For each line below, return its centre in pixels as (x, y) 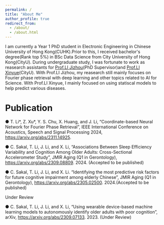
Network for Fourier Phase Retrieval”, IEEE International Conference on (77, 127)
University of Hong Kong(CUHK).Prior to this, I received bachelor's (73, 52)
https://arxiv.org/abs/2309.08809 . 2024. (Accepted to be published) (75, 162)
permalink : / (18, 10)
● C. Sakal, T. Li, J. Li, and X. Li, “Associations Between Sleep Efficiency (78, 147)
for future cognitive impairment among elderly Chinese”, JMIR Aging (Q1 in (81, 177)
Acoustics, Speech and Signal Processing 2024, (54, 132)
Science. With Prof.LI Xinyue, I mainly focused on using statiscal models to (81, 83)
